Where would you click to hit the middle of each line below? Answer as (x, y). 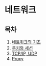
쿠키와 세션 (22, 48)
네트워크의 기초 (26, 42)
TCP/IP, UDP (24, 53)
